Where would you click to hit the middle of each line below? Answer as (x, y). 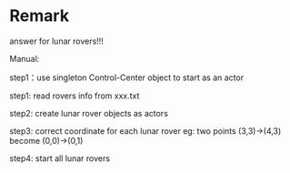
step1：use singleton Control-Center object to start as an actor (126, 77)
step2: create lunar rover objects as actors (89, 113)
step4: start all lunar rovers (60, 158)
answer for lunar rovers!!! (57, 41)
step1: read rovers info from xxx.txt (75, 96)
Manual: (25, 58)
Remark (40, 16)
